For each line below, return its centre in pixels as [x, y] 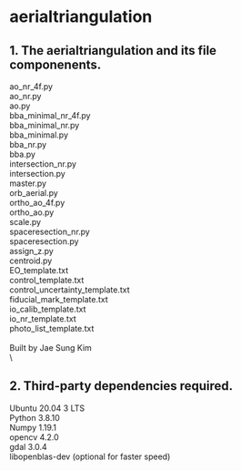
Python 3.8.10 [35, 417]
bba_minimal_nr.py [45, 125]
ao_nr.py [25, 96]
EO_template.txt [39, 270]
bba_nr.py [28, 144]
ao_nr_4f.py [31, 87]
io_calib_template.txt [48, 309]
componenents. [55, 64]
